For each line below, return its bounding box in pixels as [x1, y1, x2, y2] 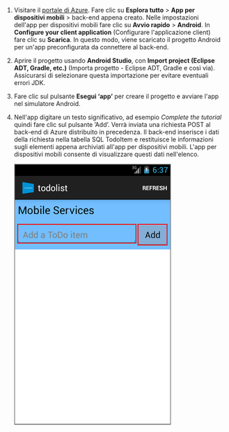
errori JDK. [13, 79, 46, 86]
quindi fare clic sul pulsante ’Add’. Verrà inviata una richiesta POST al [13, 121, 211, 128]
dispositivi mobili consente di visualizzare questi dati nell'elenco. [13, 150, 200, 158]
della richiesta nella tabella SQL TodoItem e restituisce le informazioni [13, 135, 214, 144]
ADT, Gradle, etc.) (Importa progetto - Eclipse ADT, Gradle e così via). [13, 64, 216, 72]
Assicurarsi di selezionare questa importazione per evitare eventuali [13, 71, 209, 79]
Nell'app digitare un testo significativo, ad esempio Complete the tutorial [13, 113, 222, 121]
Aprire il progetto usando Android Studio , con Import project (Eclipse [13, 56, 215, 65]
